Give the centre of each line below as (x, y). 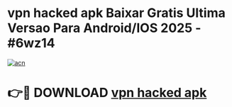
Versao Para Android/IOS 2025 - (104, 28)
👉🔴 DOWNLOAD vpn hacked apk (107, 93)
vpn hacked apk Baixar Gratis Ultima (116, 13)
